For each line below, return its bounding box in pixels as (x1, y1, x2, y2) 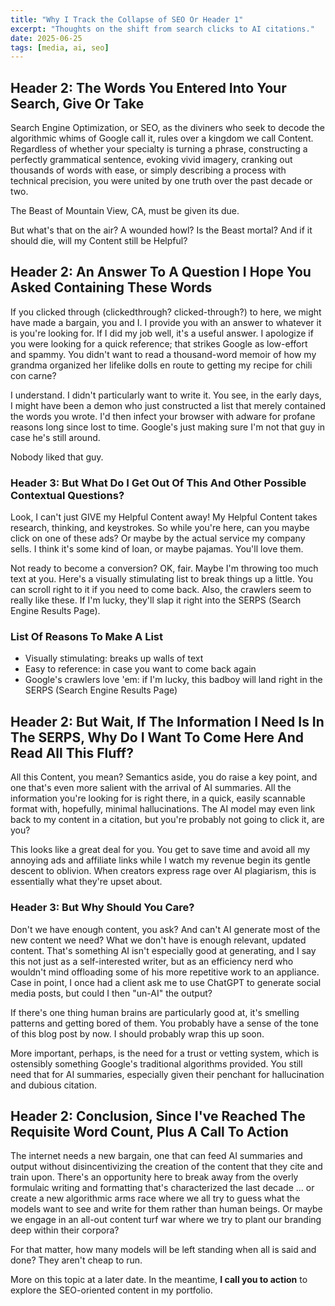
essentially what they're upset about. (10, 876, 163, 888)
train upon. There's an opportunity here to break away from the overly (10, 1171, 299, 1183)
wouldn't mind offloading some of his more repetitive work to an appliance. (10, 966, 320, 978)
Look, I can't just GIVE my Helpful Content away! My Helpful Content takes (10, 511, 318, 523)
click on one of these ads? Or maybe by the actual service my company (10, 532, 306, 545)
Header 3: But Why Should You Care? (10, 901, 195, 915)
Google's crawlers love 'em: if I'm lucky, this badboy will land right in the (24, 674, 323, 686)
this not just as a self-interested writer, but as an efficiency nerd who (10, 955, 294, 967)
